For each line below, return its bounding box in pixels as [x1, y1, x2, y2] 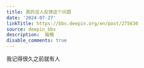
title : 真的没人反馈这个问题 [6, 9, 72, 15]
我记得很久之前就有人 [6, 55, 60, 62]
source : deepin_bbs [6, 26, 56, 32]
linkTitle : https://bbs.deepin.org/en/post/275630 [6, 20, 138, 26]
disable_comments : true [6, 37, 67, 43]
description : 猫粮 [6, 32, 55, 38]
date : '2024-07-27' [6, 15, 56, 21]
